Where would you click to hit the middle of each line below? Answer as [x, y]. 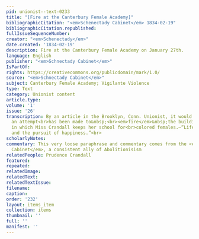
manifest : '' [22, 227]
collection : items [29, 210]
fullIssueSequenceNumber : [38, 34]
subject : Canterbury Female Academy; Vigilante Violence [78, 84]
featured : [18, 161]
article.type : [24, 100]
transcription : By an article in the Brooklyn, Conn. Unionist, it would [99, 116]
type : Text [20, 89]
